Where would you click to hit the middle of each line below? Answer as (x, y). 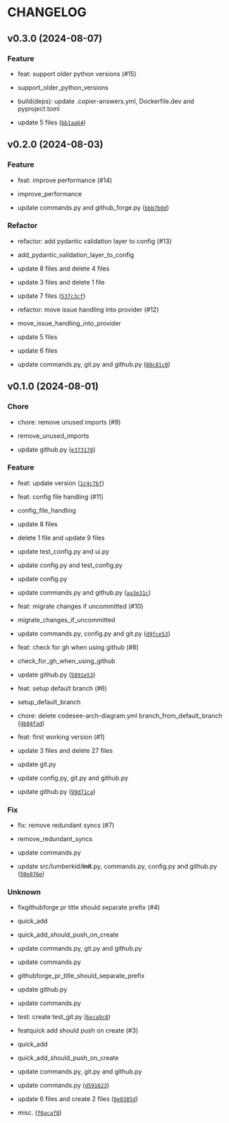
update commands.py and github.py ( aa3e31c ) (84, 592)
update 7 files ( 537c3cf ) (51, 296)
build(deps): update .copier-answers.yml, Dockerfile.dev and (106, 101)
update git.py (37, 764)
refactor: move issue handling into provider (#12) (88, 309)
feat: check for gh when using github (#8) (78, 647)
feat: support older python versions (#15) (77, 73)
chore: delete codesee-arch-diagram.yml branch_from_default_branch (120, 715)
